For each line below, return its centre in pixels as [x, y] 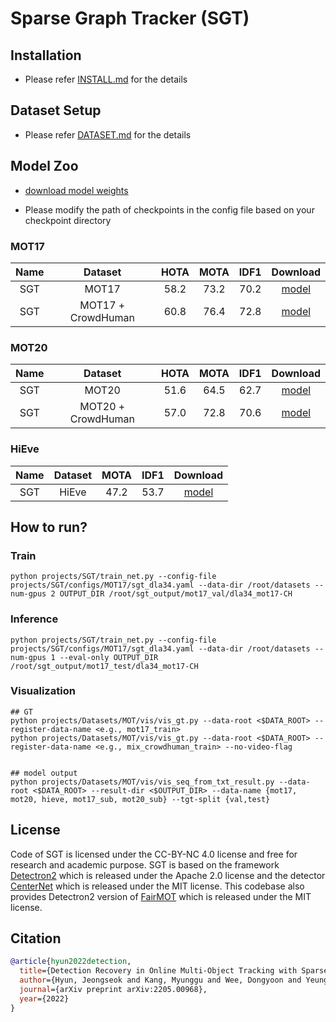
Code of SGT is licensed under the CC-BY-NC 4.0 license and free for [154, 854]
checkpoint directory [68, 220]
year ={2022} [44, 998]
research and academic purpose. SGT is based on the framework [145, 864]
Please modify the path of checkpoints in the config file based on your [169, 209]
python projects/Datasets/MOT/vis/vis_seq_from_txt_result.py [142, 782]
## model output [44, 773]
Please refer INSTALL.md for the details [106, 79]
